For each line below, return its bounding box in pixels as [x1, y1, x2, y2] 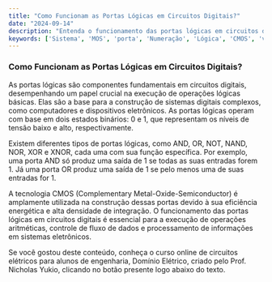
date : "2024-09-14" [8, 19, 74, 28]
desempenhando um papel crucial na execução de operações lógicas [8, 88, 241, 98]
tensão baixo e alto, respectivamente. [8, 122, 134, 132]
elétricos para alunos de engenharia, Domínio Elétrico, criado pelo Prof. [8, 256, 247, 266]
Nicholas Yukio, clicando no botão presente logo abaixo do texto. [8, 264, 226, 274]
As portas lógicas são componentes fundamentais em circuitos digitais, [8, 79, 247, 89]
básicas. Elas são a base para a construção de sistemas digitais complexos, [8, 96, 261, 106]
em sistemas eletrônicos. [8, 232, 91, 241]
